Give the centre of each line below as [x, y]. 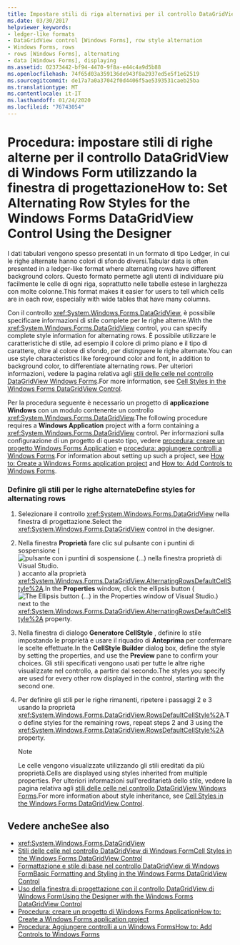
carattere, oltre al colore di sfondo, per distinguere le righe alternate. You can [120, 350]
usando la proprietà [46, 708]
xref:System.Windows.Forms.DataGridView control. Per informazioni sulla [116, 432]
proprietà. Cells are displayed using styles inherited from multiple [112, 773]
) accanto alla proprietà [52, 573]
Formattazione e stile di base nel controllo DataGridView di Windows [119, 866]
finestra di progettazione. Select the [70, 522]
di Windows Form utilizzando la [102, 173]
